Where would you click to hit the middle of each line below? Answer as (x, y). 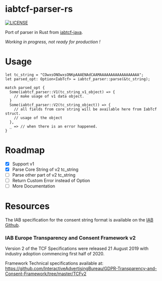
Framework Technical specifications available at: (54, 263)
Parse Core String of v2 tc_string (45, 169)
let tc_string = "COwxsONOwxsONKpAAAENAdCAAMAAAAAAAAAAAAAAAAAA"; (74, 75)
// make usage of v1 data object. (49, 96)
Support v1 (23, 164)
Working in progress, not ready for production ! (53, 42)
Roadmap (25, 150)
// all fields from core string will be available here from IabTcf (85, 109)
